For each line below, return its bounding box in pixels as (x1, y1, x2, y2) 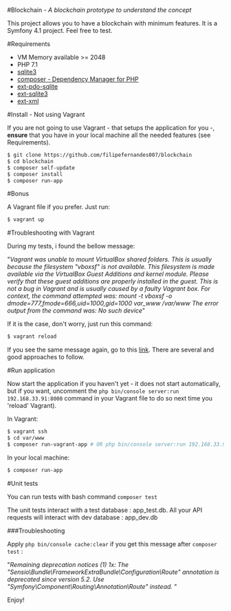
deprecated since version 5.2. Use (7, 575, 104, 583)
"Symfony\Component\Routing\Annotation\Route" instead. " (7, 582, 177, 590)
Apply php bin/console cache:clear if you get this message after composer (7, 539, 218, 548)
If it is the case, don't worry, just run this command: (7, 320, 153, 328)
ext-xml (16, 97, 39, 105)
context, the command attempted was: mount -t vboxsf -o (7, 292, 173, 300)
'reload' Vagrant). (7, 402, 57, 410)
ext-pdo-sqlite (16, 83, 58, 90)
